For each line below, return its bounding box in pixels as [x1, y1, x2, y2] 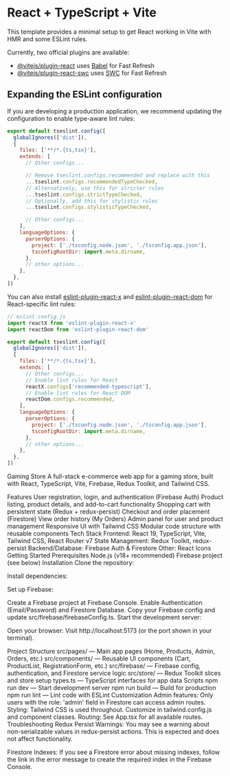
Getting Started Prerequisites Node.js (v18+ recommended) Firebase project [7, 551, 223, 559]
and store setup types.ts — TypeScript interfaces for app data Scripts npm [7, 676, 218, 685]
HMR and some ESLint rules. [7, 34, 88, 43]
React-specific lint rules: [7, 300, 76, 308]
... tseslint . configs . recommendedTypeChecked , [25, 178, 158, 185]
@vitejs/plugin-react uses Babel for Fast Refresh [16, 61, 155, 69]
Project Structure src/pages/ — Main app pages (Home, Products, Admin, [7, 647, 215, 655]
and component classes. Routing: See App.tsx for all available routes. [7, 713, 203, 721]
